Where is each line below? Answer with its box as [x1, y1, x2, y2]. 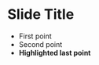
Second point [18, 39, 63, 49]
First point [18, 31, 52, 41]
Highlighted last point [18, 48, 91, 57]
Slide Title [7, 5, 75, 23]
